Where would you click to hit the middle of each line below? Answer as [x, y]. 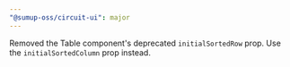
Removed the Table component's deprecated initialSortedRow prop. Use [145, 43]
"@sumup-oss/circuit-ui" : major [70, 17]
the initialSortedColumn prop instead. [80, 52]
